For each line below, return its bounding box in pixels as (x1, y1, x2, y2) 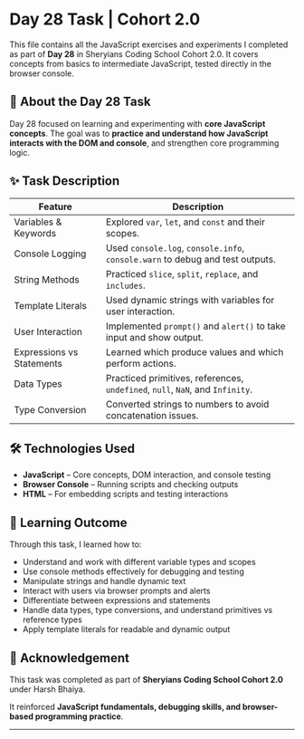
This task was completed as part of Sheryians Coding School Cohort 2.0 (9, 675, 283, 685)
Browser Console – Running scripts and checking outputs (22, 479, 239, 490)
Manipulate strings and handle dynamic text (22, 576, 186, 587)
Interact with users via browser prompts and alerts (22, 585, 211, 597)
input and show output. (105, 331, 204, 343)
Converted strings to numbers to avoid (105, 398, 270, 410)
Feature (38, 200, 72, 213)
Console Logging (14, 247, 87, 260)
